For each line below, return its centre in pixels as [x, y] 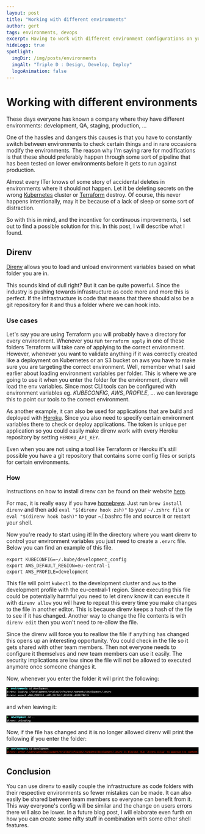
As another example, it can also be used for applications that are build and [100, 411]
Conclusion [29, 771]
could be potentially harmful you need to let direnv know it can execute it [98, 596]
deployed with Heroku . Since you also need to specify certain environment [100, 417]
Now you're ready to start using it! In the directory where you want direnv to [102, 534]
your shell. [20, 522]
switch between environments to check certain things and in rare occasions [102, 144]
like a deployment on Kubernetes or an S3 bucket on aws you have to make [101, 360]
